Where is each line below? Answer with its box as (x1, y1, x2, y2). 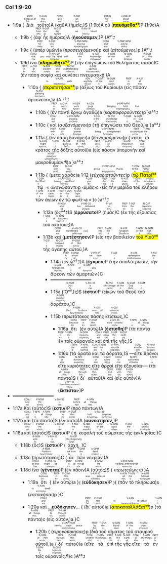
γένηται (41, 467, 60, 473)
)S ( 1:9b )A (83, 22, 104, 28)
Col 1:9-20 (5, 4, 32, 11)
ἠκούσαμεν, (72, 34, 99, 41)
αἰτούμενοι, (112, 47, 137, 53)
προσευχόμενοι (64, 47, 98, 53)
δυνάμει (69, 135, 86, 141)
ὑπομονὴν (116, 147, 138, 153)
